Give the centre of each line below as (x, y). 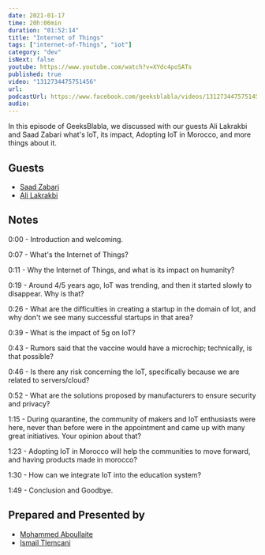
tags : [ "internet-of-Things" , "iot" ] (70, 45)
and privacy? (29, 403)
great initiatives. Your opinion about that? (75, 436)
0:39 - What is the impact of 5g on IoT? (72, 332)
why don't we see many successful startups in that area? (101, 317)
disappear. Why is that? (46, 293)
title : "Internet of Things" (56, 38)
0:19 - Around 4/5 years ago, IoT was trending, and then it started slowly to (130, 285)
